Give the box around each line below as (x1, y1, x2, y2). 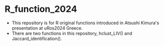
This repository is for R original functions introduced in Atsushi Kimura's (11, 20, 160, 26)
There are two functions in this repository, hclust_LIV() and (11, 30, 133, 36)
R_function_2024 (4, 3, 78, 15)
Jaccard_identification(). (11, 36, 62, 42)
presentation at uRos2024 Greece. (11, 25, 83, 31)
